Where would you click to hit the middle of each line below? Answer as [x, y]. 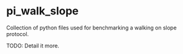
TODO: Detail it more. [33, 46]
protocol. [18, 34]
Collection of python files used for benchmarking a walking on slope [91, 28]
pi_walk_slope [42, 11]
